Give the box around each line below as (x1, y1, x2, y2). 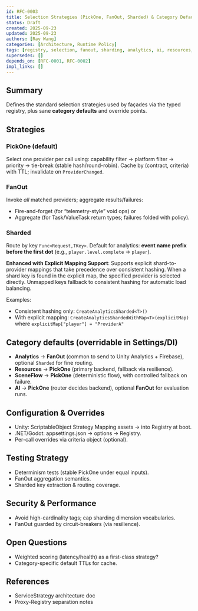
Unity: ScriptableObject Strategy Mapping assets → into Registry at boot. (14, 423, 192, 431)
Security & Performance (6, 498, 97, 508)
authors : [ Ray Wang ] (6, 36, 57, 42)
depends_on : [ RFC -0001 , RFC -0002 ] (6, 58, 91, 64)
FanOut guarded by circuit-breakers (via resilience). (14, 520, 140, 527)
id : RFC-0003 (6, 8, 38, 15)
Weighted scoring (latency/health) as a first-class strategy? (14, 553, 159, 560)
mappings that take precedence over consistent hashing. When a (27, 266, 186, 273)
